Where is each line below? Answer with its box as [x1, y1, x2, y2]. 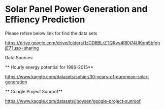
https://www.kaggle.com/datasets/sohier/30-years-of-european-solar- [5, 73, 149, 79]
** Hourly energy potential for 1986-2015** [5, 64, 94, 70]
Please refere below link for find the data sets [5, 30, 98, 36]
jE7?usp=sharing [5, 45, 39, 51]
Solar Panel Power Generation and [5, 3, 148, 15]
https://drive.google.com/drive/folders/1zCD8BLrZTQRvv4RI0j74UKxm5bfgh [5, 39, 160, 45]
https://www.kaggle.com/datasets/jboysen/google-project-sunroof [5, 98, 141, 104]
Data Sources [5, 54, 33, 60]
